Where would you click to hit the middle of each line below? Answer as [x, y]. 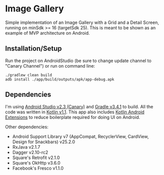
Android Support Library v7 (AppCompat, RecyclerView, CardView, [81, 136]
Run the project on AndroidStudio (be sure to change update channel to [78, 61]
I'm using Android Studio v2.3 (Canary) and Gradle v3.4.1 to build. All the [79, 106]
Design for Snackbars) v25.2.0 [44, 142]
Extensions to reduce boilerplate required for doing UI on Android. [73, 117]
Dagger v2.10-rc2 [30, 152]
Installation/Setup [34, 48]
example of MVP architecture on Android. [48, 33]
